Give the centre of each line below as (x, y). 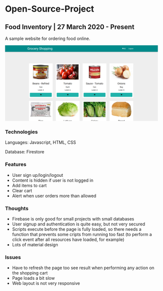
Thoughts (17, 208)
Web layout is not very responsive (46, 283)
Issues (13, 257)
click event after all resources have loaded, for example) (68, 240)
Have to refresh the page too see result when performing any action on (83, 268)
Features (16, 165)
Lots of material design (35, 244)
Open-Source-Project (50, 9)
